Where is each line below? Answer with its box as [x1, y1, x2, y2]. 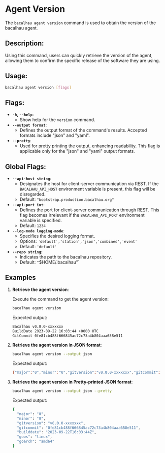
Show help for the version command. [19, 117, 95, 123]
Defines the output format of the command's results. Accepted [19, 127, 147, 133]
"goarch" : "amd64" [17, 439, 55, 444]
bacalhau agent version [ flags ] [5, 85, 71, 90]
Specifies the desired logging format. [19, 233, 95, 239]
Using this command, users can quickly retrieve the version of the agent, [5, 52, 153, 58]
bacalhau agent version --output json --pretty [12, 388, 112, 393]
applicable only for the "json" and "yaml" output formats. [19, 148, 135, 154]
